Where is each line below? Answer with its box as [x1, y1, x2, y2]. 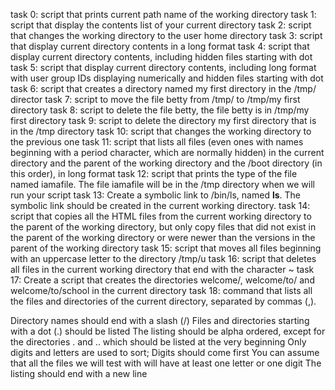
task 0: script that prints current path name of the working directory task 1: [10, 9, 317, 20]
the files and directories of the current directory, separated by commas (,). [10, 295, 317, 307]
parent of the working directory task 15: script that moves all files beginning [10, 242, 322, 254]
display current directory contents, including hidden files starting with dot [10, 51, 313, 63]
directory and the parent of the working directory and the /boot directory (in [10, 157, 323, 169]
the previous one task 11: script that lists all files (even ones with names [10, 136, 304, 148]
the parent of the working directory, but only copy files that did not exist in [10, 221, 317, 233]
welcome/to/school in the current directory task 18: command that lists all [10, 285, 313, 296]
